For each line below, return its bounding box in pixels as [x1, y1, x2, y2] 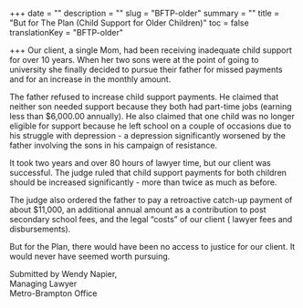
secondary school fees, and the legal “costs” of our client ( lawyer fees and [9, 214, 293, 224]
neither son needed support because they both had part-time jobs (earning [9, 101, 292, 112]
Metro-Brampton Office [9, 288, 98, 299]
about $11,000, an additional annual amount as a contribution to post [9, 204, 266, 215]
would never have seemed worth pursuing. [9, 251, 171, 262]
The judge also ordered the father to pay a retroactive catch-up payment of [9, 195, 293, 205]
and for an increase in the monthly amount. [9, 74, 172, 85]
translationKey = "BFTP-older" [9, 27, 124, 37]
